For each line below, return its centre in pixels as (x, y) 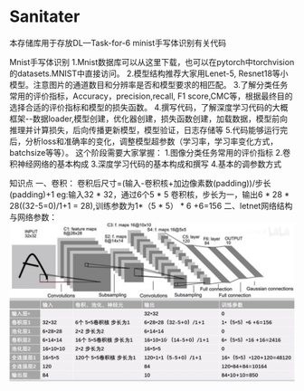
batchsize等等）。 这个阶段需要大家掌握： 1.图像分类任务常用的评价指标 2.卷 (150, 152)
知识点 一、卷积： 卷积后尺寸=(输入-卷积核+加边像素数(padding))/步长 (140, 183)
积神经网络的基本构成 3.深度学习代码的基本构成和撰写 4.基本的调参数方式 (146, 164)
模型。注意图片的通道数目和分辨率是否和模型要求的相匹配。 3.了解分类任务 (149, 84)
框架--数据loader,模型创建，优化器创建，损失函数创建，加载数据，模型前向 (148, 119)
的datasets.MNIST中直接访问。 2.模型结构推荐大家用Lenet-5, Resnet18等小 (149, 73)
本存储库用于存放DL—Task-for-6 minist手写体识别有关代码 (118, 43)
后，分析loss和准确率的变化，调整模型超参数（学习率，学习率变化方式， (144, 141)
